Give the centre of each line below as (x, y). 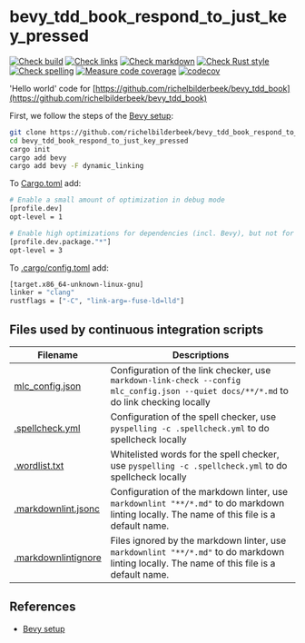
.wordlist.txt (39, 465)
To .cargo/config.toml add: (59, 267)
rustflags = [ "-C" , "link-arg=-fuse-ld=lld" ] (97, 302)
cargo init (30, 149)
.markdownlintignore (58, 558)
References (43, 607)
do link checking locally (160, 402)
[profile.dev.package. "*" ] (60, 242)
